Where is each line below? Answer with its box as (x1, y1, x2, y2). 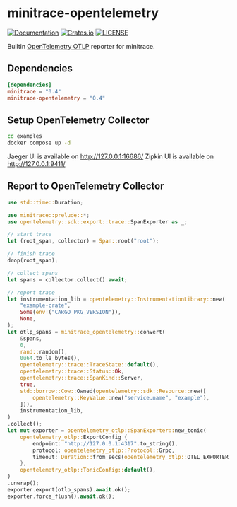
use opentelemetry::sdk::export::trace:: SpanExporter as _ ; (7, 218, 188, 226)
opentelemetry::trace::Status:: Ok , (20, 368, 125, 375)
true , (20, 380, 37, 388)
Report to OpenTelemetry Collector (7, 180, 164, 192)
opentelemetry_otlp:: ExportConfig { (20, 433, 128, 441)
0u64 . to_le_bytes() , (20, 355, 80, 362)
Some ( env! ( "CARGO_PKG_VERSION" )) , (20, 309, 121, 316)
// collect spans (7, 269, 59, 276)
